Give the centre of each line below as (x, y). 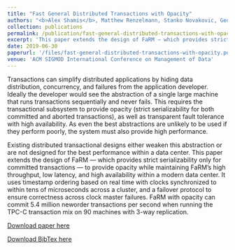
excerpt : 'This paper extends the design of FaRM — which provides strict (119, 40)
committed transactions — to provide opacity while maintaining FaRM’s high (116, 167)
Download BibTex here (40, 239)
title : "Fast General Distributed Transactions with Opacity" (100, 14)
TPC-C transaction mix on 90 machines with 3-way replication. (98, 211)
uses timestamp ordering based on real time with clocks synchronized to (112, 182)
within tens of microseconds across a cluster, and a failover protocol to (109, 189)
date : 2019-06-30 (33, 46)
